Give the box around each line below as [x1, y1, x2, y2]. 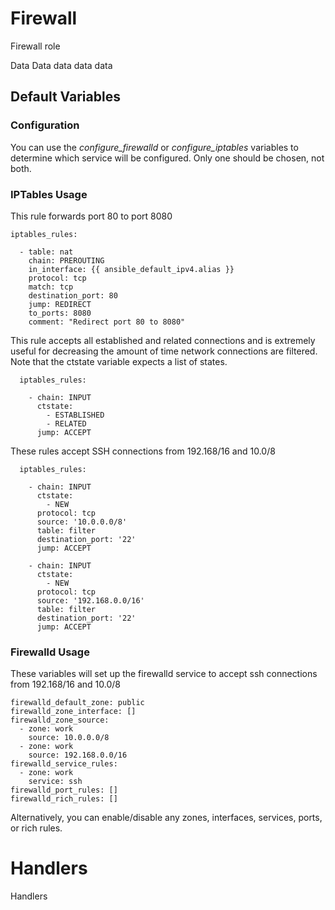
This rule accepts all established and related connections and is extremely [10, 334, 316, 346]
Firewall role [10, 40, 61, 52]
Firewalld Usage [10, 645, 90, 659]
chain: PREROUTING [28, 255, 105, 266]
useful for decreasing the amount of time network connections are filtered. [10, 345, 318, 357]
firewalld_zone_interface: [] [10, 707, 137, 717]
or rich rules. [10, 822, 63, 834]
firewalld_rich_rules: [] [10, 794, 118, 804]
